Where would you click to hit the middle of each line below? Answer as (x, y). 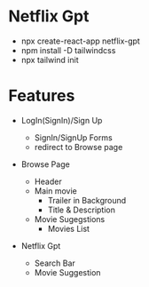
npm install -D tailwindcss (68, 50)
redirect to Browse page (78, 147)
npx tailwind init (50, 60)
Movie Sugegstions (70, 219)
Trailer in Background (87, 200)
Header (48, 181)
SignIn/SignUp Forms (73, 137)
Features (42, 96)
